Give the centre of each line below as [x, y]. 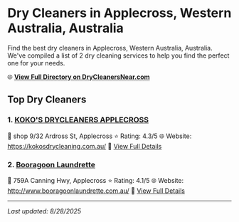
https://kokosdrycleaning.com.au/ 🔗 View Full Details [85, 146]
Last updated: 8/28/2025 [44, 211]
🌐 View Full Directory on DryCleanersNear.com [79, 77]
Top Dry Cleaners [47, 100]
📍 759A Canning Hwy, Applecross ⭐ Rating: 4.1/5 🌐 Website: [96, 180]
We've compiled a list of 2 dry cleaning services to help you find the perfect [118, 55]
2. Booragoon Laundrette [52, 164]
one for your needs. [36, 63]
